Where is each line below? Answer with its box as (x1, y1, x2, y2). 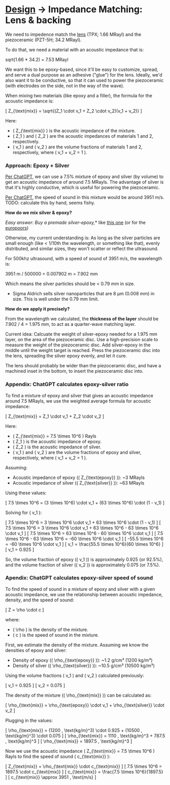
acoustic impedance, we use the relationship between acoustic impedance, (5, 591, 163, 597)
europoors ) (5, 225, 29, 231)
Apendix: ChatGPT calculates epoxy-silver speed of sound (5, 574, 153, 581)
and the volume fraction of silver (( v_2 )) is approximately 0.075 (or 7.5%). (5, 562, 160, 568)
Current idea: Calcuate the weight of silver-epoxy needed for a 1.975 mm (5, 331, 157, 337)
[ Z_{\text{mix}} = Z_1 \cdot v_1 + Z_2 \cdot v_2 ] (5, 413, 105, 419)
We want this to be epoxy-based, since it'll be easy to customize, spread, (5, 66, 158, 72)
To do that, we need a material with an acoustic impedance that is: (5, 46, 144, 53)
